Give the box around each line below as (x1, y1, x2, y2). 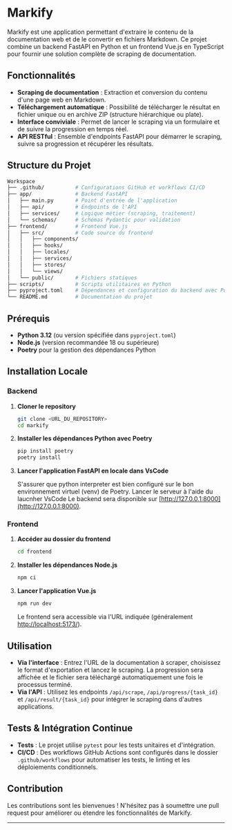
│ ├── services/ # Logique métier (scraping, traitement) (7, 209, 196, 217)
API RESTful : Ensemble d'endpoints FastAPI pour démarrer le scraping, (17, 132, 222, 140)
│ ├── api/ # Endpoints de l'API (7, 204, 137, 211)
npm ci (17, 574, 37, 581)
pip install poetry (17, 448, 74, 455)
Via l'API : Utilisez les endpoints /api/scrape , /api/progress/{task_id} (17, 688, 219, 696)
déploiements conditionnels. (17, 762, 98, 771)
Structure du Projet (7, 160, 91, 171)
